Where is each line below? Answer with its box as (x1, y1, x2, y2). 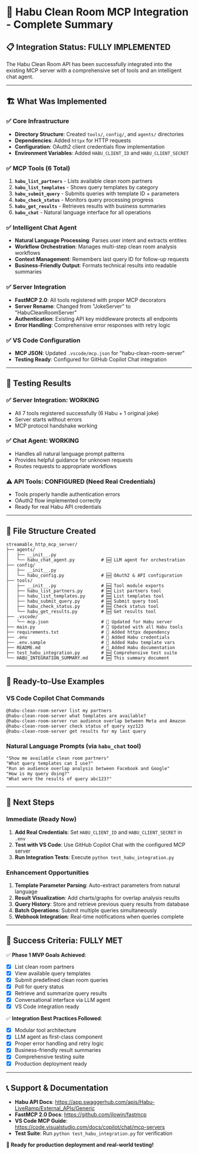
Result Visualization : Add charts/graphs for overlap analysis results (14, 894, 180, 901)
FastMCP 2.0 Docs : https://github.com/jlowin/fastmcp (14, 1111, 147, 1118)
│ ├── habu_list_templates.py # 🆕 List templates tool (6, 593, 164, 599)
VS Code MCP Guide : (14, 1117, 68, 1125)
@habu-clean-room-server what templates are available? (6, 713, 146, 719)
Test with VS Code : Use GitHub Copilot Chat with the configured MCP (14, 841, 186, 848)
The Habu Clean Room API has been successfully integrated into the (6, 61, 173, 67)
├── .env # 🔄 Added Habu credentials (6, 634, 170, 640)
